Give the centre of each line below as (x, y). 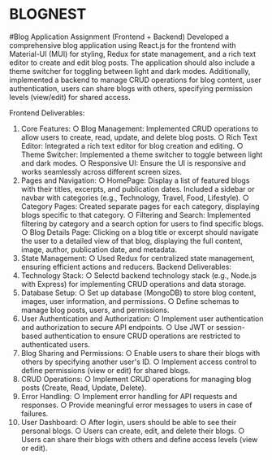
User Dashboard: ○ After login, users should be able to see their (129, 422)
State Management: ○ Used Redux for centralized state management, (138, 258)
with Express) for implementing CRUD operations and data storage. (134, 284)
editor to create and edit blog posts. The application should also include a (132, 63)
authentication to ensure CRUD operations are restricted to (142, 336)
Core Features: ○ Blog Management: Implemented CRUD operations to (140, 128)
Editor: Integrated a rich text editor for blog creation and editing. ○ (132, 145)
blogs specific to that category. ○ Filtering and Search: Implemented (136, 215)
